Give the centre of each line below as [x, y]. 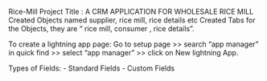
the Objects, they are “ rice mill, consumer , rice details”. [101, 28]
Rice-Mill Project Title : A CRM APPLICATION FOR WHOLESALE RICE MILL [131, 12]
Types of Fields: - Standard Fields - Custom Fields [92, 68]
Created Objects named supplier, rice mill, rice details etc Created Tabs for [132, 20]
